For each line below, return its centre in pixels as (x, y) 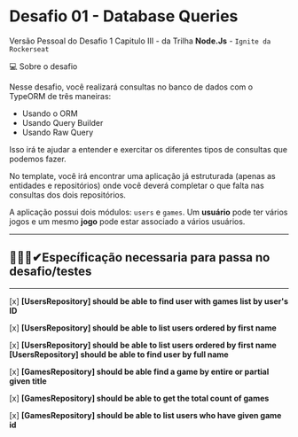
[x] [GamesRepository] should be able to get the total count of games (139, 398)
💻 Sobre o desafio (43, 66)
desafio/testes (51, 272)
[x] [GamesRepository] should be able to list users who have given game (145, 415)
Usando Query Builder (63, 122)
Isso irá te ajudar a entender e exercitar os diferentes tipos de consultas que (149, 149)
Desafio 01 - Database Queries (124, 16)
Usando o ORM (50, 113)
